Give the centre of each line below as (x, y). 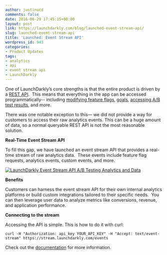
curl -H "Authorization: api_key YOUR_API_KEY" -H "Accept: (69, 234)
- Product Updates (24, 51)
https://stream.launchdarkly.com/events (66, 238)
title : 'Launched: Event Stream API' (44, 38)
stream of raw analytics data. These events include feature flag (81, 155)
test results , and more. (28, 105)
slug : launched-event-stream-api (40, 33)
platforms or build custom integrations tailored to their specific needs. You (82, 195)
